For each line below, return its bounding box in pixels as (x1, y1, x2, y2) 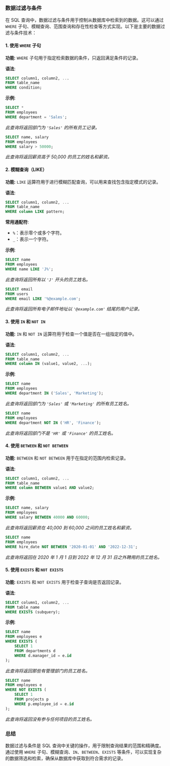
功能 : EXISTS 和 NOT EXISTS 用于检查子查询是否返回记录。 (5, 579, 124, 585)
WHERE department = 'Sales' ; (5, 115, 67, 120)
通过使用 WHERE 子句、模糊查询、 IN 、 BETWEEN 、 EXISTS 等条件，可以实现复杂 (5, 749, 162, 755)
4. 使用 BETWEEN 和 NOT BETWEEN (5, 443, 69, 449)
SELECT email (5, 287, 33, 292)
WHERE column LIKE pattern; (5, 209, 65, 214)
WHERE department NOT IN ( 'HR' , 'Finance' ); (5, 420, 101, 425)
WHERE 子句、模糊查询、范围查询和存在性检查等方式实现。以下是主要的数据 (5, 23, 161, 30)
